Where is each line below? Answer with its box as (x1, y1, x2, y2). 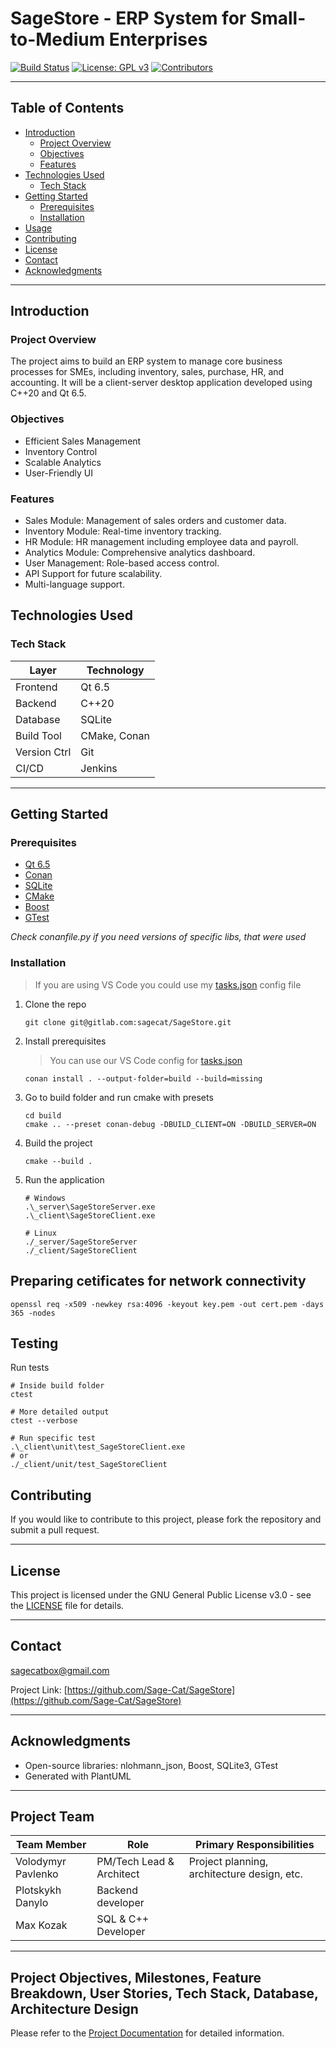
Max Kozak (15, 1918, 68, 1932)
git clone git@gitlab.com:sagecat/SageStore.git (24, 1017, 232, 1027)
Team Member (15, 1838, 87, 1852)
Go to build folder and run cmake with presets (24, 1091, 214, 1103)
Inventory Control (24, 445, 98, 457)
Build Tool (15, 728, 62, 742)
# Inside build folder (10, 1381, 105, 1391)
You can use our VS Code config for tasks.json (49, 1054, 243, 1066)
